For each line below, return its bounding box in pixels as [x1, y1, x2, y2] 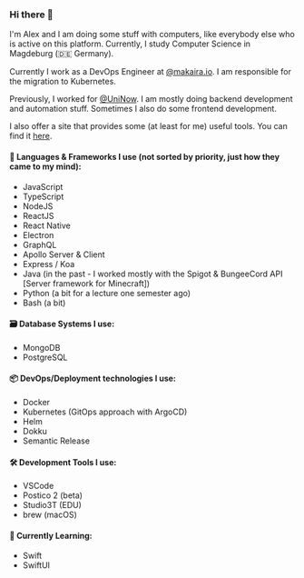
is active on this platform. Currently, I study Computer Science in [9, 38, 251, 49]
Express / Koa [22, 258, 75, 269]
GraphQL [22, 239, 57, 250]
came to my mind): [9, 161, 82, 172]
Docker [22, 396, 51, 407]
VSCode [22, 481, 54, 492]
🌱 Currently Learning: [9, 530, 93, 541]
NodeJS [22, 200, 54, 212]
